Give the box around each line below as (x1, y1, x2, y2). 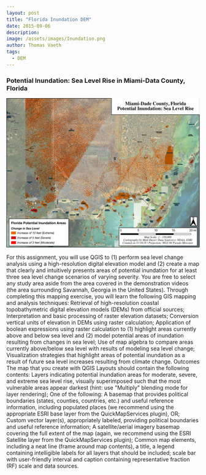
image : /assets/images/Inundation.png (6, 36, 105, 42)
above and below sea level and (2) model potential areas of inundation (6, 332, 184, 339)
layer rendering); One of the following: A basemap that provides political (6, 390, 189, 398)
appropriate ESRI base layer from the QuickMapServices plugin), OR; (6, 410, 180, 417)
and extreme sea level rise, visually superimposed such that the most (6, 377, 181, 385)
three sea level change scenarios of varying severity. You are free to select (6, 273, 196, 280)
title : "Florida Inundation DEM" (6, 16, 92, 23)
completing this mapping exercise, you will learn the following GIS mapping (6, 293, 196, 300)
